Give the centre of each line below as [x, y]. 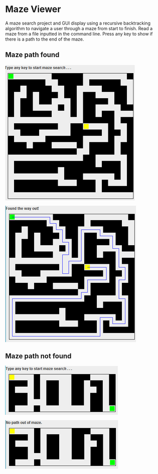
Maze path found [32, 55]
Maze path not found [38, 356]
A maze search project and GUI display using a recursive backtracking [78, 23]
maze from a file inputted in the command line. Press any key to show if [79, 34]
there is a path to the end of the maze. [45, 39]
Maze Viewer [33, 9]
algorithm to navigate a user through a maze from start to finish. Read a [79, 28]
